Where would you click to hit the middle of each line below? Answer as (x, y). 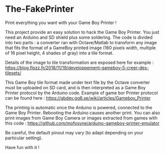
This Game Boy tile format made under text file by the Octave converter (78, 82)
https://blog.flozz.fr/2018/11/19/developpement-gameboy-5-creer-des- (77, 68)
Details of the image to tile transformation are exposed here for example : (79, 62)
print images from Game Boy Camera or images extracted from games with (81, 118)
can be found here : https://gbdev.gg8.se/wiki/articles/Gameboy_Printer (78, 98)
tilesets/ (13, 73)
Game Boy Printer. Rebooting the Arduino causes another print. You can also (82, 113)
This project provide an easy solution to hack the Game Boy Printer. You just (82, 32)
